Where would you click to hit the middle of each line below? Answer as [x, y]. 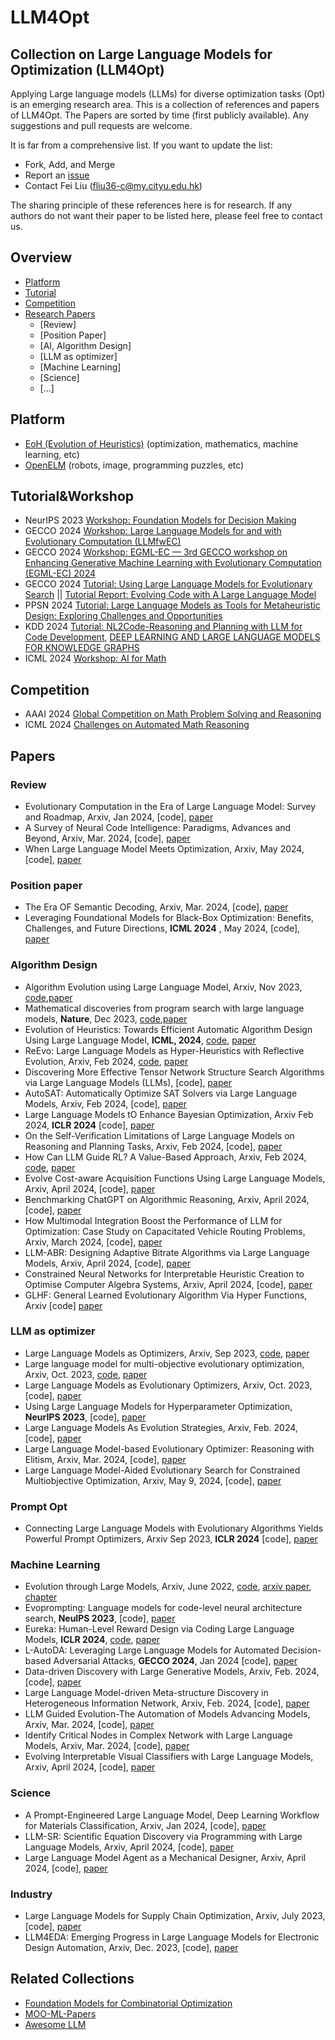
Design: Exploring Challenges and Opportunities [123, 616]
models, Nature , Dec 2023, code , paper [106, 1018]
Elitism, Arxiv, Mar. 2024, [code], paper [105, 1459]
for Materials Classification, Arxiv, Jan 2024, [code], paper [145, 1825]
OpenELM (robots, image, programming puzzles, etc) [134, 465]
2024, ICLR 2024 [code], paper [89, 1125]
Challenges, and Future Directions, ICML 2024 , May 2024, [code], [162, 928]
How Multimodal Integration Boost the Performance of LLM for [153, 1220]
